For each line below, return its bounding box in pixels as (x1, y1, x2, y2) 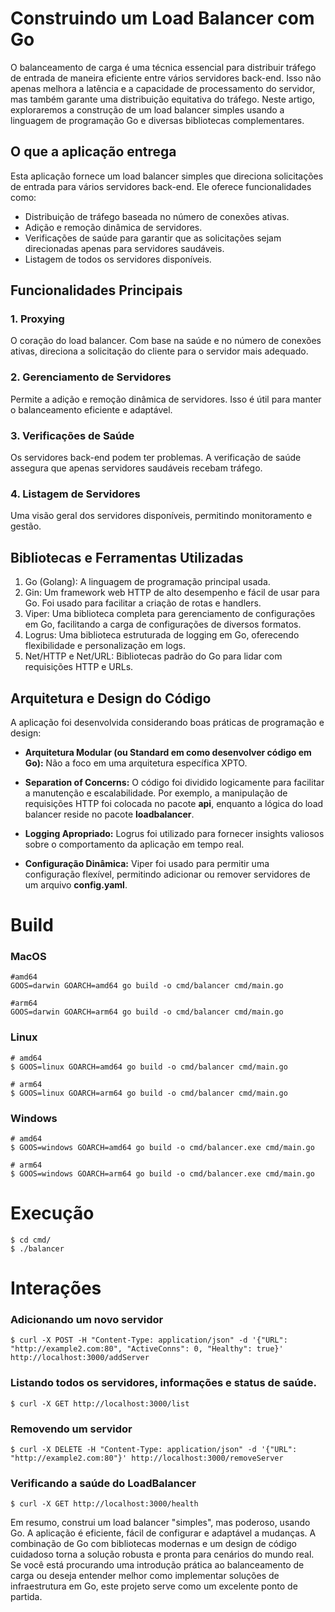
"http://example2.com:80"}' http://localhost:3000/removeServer (10, 1453, 284, 1464)
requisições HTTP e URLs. (24, 661, 134, 673)
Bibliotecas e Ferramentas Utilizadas (10, 549, 244, 566)
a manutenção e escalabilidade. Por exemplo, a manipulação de (24, 787, 288, 799)
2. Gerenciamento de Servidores (10, 370, 172, 384)
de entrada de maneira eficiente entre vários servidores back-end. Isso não (10, 72, 322, 84)
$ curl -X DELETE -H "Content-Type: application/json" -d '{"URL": (10, 1445, 298, 1455)
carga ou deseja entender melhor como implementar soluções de (10, 1570, 280, 1582)
